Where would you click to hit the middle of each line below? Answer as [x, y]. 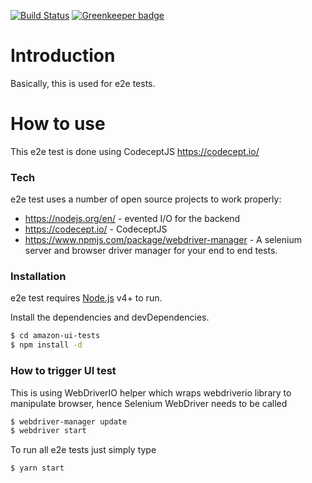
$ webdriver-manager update [69, 421]
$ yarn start [37, 468]
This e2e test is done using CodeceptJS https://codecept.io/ [135, 151]
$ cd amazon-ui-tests [55, 336]
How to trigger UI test [63, 371]
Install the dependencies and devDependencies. [110, 317]
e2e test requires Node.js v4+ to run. [86, 298]
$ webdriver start [48, 431]
